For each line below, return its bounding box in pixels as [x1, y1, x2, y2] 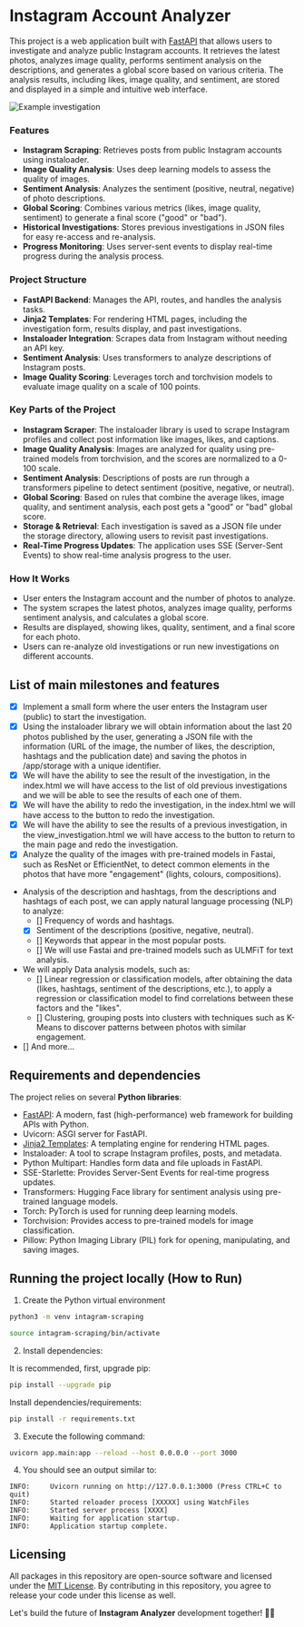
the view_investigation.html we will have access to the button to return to [22, 830, 296, 841]
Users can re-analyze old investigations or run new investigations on [22, 641, 279, 652]
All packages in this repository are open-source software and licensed [9, 1571, 272, 1582]
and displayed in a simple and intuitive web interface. [9, 84, 209, 94]
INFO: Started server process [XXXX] [9, 1506, 169, 1515]
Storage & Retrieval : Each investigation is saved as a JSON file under [22, 520, 282, 531]
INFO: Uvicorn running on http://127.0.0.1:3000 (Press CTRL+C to [9, 1482, 282, 1492]
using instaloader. [22, 154, 90, 165]
